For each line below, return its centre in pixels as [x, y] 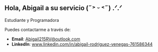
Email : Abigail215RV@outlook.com [46, 39]
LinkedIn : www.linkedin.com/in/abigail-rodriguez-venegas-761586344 [82, 44]
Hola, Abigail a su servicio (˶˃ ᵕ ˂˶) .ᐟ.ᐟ [63, 8]
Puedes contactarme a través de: [38, 29]
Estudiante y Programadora [32, 20]
